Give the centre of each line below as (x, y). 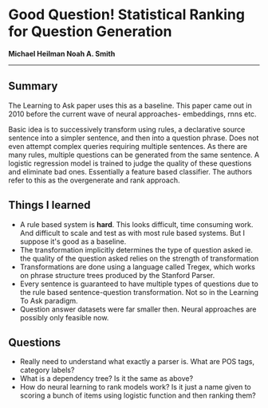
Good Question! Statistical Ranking (127, 15)
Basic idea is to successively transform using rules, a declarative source (127, 129)
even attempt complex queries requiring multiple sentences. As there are (128, 146)
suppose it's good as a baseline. (73, 241)
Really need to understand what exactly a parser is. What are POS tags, (137, 362)
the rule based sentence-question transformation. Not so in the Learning (139, 292)
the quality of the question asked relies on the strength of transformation (139, 258)
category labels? (47, 370)
